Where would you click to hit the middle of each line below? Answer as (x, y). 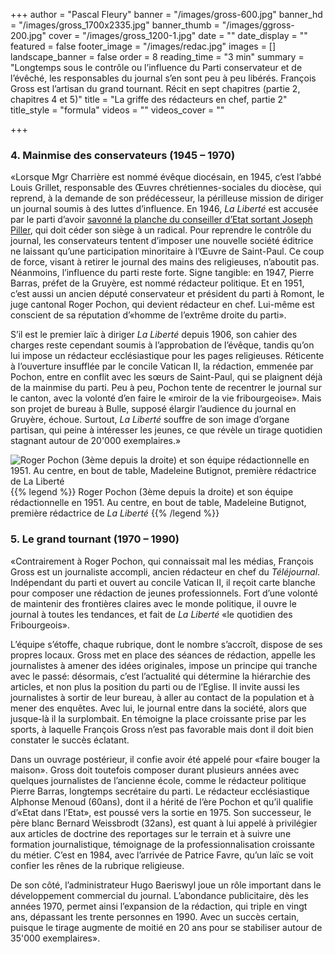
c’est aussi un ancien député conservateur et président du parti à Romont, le (167, 294)
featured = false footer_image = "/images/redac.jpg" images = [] (143, 46)
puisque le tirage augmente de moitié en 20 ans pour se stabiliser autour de (166, 927)
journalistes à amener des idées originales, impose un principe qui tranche (164, 665)
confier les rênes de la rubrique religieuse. (97, 865)
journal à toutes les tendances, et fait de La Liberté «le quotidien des (151, 614)
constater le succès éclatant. (70, 740)
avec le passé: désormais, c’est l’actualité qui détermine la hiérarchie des (160, 676)
